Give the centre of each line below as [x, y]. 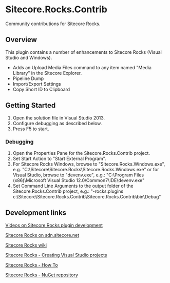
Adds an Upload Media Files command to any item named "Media [82, 67]
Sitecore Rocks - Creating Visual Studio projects [56, 255]
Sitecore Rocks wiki [26, 245]
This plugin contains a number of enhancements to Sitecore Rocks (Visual [83, 52]
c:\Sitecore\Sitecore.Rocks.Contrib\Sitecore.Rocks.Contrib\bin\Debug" [87, 196]
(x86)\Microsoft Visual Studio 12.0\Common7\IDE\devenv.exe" [79, 180]
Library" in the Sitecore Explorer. [47, 73]
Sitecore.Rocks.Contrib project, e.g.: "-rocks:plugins [68, 191]
